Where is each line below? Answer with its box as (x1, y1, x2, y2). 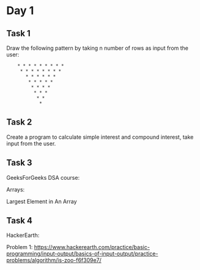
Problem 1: (6, 244, 33, 251)
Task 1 (6, 28, 31, 39)
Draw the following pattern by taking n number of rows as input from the (6, 44, 188, 52)
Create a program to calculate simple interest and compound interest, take (6, 133, 194, 141)
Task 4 (6, 215, 32, 226)
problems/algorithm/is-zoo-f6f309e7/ (6, 256, 102, 264)
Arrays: (6, 185, 25, 193)
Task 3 (6, 158, 32, 168)
